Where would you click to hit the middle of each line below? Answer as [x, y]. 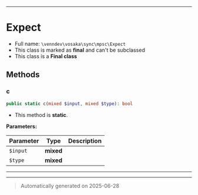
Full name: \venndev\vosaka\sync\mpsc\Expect [70, 43]
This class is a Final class [46, 56]
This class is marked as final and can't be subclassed [80, 50]
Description [85, 140]
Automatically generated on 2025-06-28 [70, 186]
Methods [23, 75]
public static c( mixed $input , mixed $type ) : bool [70, 103]
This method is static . [41, 115]
